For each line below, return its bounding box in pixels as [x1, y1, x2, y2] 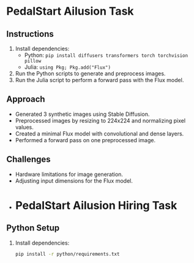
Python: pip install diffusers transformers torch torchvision [24, 51, 188, 59]
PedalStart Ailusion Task [6, 4, 134, 18]
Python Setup [6, 223, 60, 234]
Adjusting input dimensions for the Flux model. [15, 177, 133, 185]
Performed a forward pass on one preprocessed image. [15, 136, 156, 143]
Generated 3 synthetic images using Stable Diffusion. [15, 110, 150, 118]
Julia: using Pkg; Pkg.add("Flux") [24, 63, 111, 71]
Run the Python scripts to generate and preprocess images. [15, 70, 166, 77]
